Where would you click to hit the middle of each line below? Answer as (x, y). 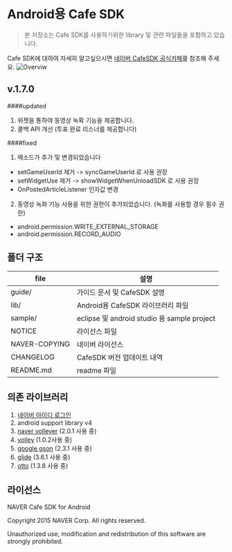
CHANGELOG (33, 357)
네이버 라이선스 (100, 344)
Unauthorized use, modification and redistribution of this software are (107, 534)
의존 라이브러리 (38, 397)
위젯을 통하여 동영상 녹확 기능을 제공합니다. (75, 120)
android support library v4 (54, 423)
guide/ (21, 292)
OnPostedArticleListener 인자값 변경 (68, 189)
